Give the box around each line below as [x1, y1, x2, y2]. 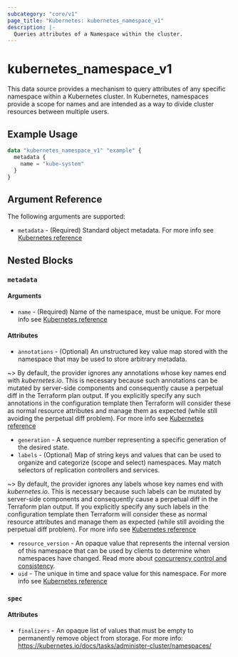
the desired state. [17, 443, 70, 452]
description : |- [7, 24, 56, 31]
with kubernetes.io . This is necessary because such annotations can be [7, 376, 218, 384]
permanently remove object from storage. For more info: [17, 634, 183, 643]
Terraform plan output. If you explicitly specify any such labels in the [7, 502, 209, 511]
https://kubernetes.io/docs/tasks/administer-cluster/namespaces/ [17, 641, 212, 650]
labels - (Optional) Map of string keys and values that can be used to [17, 450, 222, 459]
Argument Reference [7, 193, 103, 205]
